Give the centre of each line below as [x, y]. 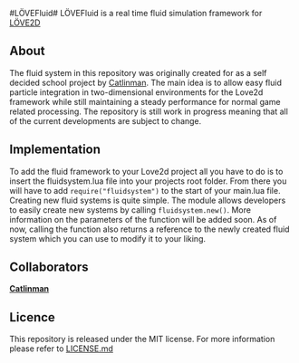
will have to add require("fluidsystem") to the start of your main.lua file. [145, 190]
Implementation [55, 150]
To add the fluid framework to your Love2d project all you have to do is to [146, 171]
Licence [33, 317]
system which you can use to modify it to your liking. [108, 238]
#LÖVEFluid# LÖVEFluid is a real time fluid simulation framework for [136, 13]
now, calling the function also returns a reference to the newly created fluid [149, 229]
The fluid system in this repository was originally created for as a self [138, 72]
